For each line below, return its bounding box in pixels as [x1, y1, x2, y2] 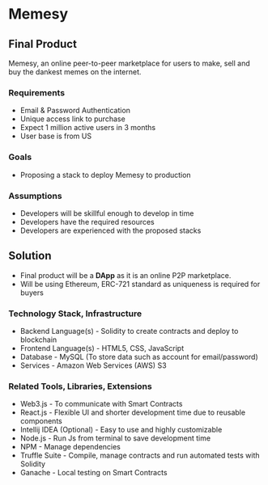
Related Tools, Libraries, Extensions [8, 381, 152, 392]
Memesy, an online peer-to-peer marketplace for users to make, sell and [8, 58, 250, 68]
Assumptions [8, 190, 62, 201]
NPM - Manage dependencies [19, 442, 121, 452]
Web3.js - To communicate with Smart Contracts [19, 399, 183, 409]
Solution [8, 249, 52, 263]
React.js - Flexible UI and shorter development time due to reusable [19, 407, 245, 417]
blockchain [19, 335, 57, 344]
